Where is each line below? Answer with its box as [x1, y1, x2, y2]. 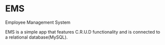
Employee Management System [5, 19, 71, 25]
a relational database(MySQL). [5, 34, 68, 40]
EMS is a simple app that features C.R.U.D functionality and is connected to [5, 29, 160, 35]
